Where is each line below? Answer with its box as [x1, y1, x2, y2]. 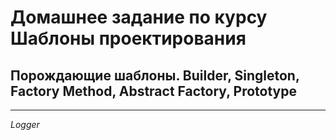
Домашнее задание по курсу [10, 6, 268, 29]
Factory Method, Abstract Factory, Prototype [10, 82, 297, 100]
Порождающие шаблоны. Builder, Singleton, [10, 67, 300, 84]
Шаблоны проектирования [10, 27, 247, 50]
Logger [10, 119, 40, 130]
